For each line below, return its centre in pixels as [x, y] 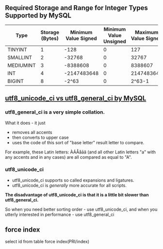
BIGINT [16, 81]
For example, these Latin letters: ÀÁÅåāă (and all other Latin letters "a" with [81, 152]
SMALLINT [20, 57]
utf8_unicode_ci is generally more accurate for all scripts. [69, 185]
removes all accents [32, 132]
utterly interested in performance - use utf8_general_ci [60, 214]
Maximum [147, 32]
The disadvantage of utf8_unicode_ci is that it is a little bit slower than [77, 195]
